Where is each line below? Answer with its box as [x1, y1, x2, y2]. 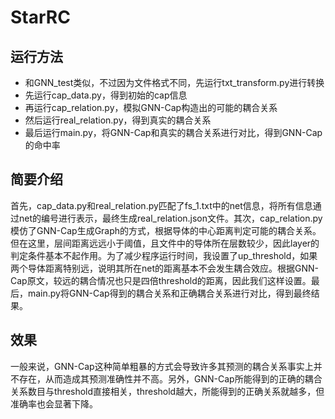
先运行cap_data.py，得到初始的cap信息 [24, 89, 188, 101]
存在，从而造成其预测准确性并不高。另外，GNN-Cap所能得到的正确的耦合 [18, 372, 323, 385]
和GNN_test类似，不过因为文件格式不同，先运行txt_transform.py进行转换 [24, 77, 325, 88]
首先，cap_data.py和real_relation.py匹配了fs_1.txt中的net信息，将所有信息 [10, 199, 313, 211]
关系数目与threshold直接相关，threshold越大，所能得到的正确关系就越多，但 [10, 385, 325, 397]
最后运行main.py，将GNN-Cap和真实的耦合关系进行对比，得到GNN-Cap [24, 127, 323, 138]
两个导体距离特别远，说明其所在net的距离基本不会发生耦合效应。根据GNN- [10, 262, 319, 274]
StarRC [10, 6, 71, 29]
